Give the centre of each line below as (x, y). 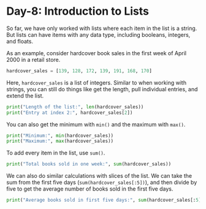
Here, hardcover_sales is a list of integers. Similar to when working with (97, 82)
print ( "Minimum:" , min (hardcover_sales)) (60, 135)
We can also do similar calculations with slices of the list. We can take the (99, 176)
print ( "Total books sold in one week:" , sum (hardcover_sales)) (89, 164)
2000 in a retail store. (33, 59)
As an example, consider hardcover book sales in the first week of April (97, 53)
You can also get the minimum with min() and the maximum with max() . (96, 124)
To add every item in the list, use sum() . (56, 153)
